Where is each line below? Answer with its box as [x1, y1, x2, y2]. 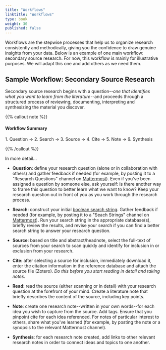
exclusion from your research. [12, 248, 74, 254]
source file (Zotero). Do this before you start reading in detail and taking [12, 268, 160, 274]
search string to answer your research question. [12, 228, 111, 234]
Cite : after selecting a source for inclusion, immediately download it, [12, 257, 152, 264]
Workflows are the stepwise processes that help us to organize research [5, 39, 153, 45]
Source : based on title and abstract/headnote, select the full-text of [12, 237, 151, 243]
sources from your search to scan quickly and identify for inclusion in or [12, 242, 160, 249]
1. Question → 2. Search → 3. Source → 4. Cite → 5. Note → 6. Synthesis [5, 136, 153, 142]
